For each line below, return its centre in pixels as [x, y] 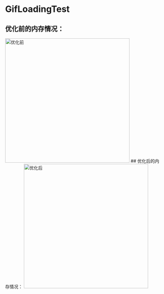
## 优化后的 [143, 161]
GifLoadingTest [38, 9]
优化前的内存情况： [35, 29]
